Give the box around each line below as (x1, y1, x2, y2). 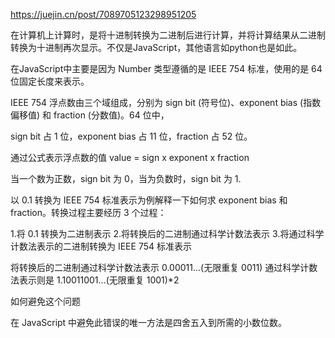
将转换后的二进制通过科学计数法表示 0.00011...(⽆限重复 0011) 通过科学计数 (10, 262, 318, 273)
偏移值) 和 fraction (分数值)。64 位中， (10, 109, 170, 121)
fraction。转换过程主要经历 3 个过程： (10, 207, 167, 218)
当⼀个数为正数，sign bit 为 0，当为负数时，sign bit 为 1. (10, 173, 242, 184)
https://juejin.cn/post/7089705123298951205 (10, 9, 197, 20)
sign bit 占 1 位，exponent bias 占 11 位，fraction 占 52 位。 (10, 130, 253, 142)
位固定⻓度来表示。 (10, 75, 90, 87)
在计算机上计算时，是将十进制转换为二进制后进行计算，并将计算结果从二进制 (10, 29, 326, 41)
